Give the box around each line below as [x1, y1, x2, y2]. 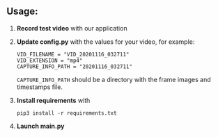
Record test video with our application [16, 24, 127, 32]
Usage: [6, 6, 39, 17]
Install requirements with [16, 96, 91, 104]
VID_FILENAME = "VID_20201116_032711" [16, 51, 130, 58]
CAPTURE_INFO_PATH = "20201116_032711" [16, 63, 133, 70]
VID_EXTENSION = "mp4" [16, 57, 83, 64]
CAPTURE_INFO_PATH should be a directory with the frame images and [16, 75, 212, 83]
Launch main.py [16, 122, 65, 130]
